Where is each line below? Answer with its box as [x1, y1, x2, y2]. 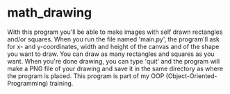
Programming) [7, 79, 49, 87]
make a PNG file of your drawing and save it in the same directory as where [7, 64, 224, 73]
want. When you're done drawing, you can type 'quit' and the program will [7, 57, 220, 65]
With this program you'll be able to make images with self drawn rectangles [7, 28, 223, 36]
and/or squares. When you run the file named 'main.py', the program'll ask [7, 35, 220, 43]
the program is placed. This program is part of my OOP [7, 71, 165, 80]
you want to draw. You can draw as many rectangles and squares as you [7, 50, 215, 58]
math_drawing [7, 5, 92, 21]
